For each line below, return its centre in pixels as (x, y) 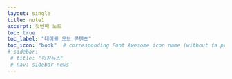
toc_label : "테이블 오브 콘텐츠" (49, 39)
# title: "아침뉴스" (37, 58)
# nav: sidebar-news (40, 65)
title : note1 (26, 20)
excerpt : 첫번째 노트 (35, 26)
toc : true (21, 33)
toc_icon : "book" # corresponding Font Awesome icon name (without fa (112, 45)
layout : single (29, 13)
